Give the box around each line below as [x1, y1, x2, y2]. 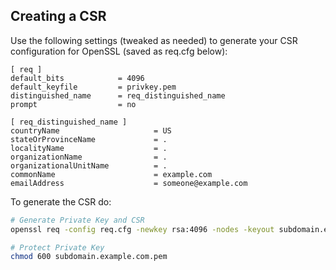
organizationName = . [10, 152, 168, 162]
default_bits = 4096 [10, 73, 145, 83]
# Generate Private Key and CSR [10, 215, 145, 225]
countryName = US [10, 125, 172, 136]
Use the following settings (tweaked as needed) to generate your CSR [10, 34, 298, 46]
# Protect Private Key [10, 242, 105, 253]
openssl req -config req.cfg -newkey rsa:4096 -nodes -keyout [10, 224, 275, 234]
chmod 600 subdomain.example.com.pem [10, 252, 168, 262]
